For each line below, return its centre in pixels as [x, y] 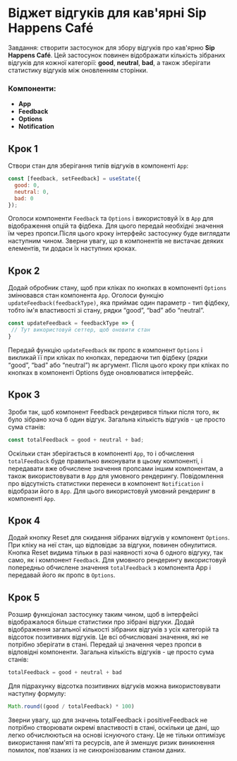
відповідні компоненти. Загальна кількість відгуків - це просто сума [111, 652]
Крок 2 [24, 271]
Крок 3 [24, 395]
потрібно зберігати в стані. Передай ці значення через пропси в [105, 644]
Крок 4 [24, 520]
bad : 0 [24, 198]
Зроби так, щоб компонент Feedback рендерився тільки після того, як [114, 412]
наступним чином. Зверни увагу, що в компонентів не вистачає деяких [116, 241]
